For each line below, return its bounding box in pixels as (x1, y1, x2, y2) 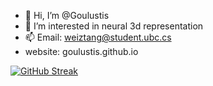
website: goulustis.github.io (24, 46, 139, 57)
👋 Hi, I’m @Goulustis (24, 10, 110, 21)
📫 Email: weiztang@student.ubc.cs (24, 31, 172, 43)
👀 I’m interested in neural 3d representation (24, 20, 204, 32)
